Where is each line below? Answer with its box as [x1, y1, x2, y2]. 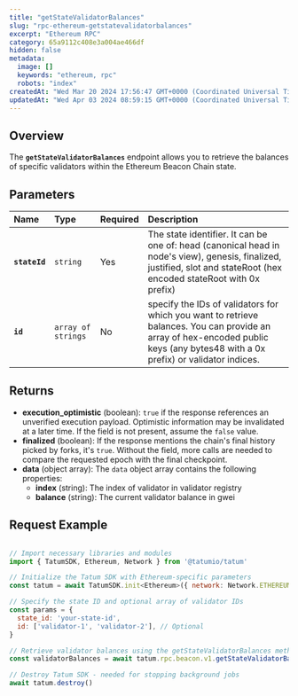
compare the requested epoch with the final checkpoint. [21, 454, 228, 465]
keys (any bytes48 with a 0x [147, 342, 266, 355]
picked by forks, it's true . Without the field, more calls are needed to [21, 444, 273, 455]
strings [54, 332, 87, 341]
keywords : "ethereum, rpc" [17, 71, 117, 80]
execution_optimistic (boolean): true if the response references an [21, 407, 269, 418]
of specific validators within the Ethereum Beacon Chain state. [9, 161, 237, 172]
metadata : [9, 54, 46, 63]
